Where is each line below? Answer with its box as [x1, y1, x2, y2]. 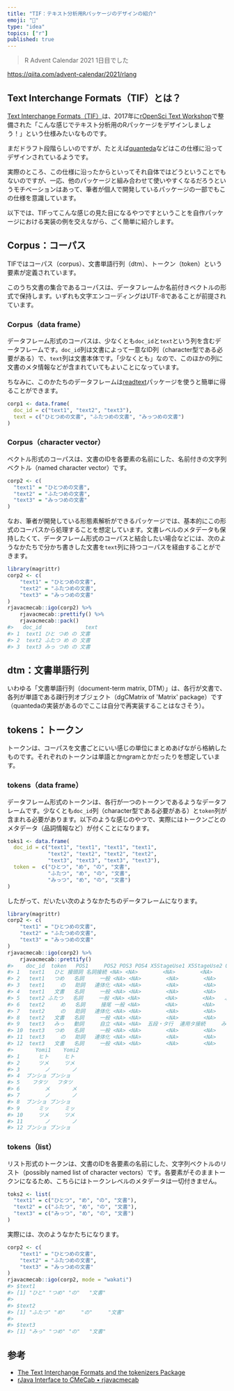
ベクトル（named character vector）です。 [7, 463, 131, 471]
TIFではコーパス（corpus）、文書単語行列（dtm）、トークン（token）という [7, 259, 223, 268]
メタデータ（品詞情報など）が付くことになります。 [7, 823, 153, 832]
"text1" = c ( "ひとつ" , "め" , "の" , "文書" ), [13, 1197, 137, 1204]
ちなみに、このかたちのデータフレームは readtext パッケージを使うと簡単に [7, 378, 220, 386]
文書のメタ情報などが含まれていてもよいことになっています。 [7, 363, 183, 372]
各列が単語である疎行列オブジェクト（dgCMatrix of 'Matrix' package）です [7, 693, 223, 701]
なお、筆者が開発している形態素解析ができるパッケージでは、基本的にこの [7, 517, 221, 525]
